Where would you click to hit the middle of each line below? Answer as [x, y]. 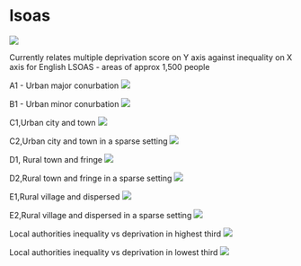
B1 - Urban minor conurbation [64, 103]
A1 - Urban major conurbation [64, 85]
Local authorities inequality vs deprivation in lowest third [114, 252]
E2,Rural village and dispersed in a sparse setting [101, 215]
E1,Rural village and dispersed [65, 196]
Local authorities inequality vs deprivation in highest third [115, 234]
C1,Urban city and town [53, 122]
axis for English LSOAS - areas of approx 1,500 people [110, 66]
